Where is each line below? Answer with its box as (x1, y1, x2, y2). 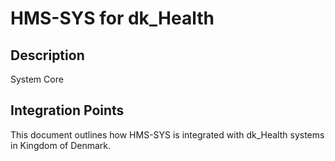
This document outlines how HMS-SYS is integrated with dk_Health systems (10, 128, 325, 141)
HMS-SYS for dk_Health (10, 7, 215, 30)
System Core (10, 73, 64, 85)
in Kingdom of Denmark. (10, 139, 112, 151)
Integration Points (10, 102, 125, 119)
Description (10, 47, 85, 64)
